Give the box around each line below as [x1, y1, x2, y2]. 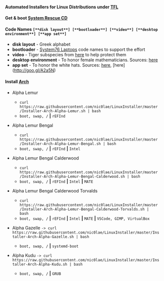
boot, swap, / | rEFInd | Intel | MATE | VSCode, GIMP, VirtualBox [19, 215, 150, 221]
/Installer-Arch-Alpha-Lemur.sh [19, 108, 86, 114]
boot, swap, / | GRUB [19, 270, 61, 276]
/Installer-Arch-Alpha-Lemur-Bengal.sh [19, 141, 101, 146]
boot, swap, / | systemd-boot [19, 243, 79, 249]
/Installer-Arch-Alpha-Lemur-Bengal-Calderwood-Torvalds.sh [19, 207, 145, 211]
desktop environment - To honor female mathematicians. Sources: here [12, 57, 158, 63]
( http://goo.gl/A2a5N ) [12, 68, 56, 73]
